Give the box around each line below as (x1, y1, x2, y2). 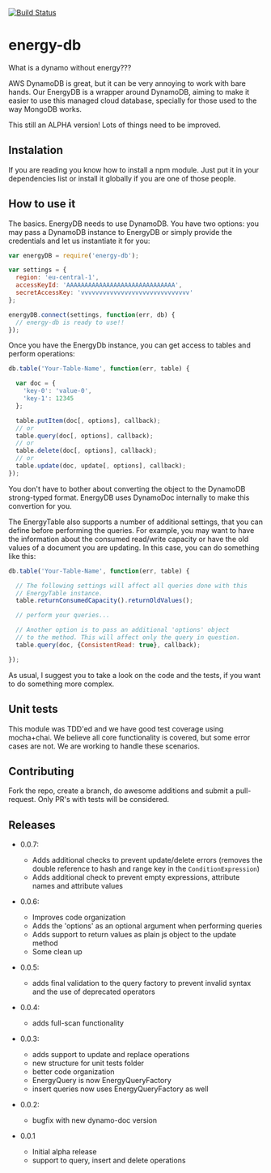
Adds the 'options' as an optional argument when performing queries (32, 921, 263, 931)
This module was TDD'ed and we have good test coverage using (8, 723, 224, 733)
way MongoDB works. (8, 104, 83, 113)
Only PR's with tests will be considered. (37, 795, 170, 804)
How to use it (8, 197, 76, 211)
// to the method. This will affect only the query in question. (15, 633, 241, 642)
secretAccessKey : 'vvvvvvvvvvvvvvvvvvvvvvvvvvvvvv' (15, 288, 194, 297)
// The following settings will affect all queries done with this (15, 582, 248, 590)
